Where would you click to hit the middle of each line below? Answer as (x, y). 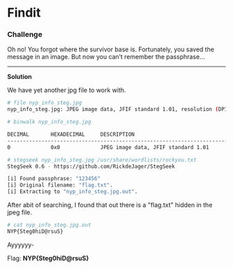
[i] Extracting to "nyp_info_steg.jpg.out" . (72, 192)
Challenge (25, 35)
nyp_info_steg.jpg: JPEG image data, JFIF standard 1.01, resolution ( (113, 110)
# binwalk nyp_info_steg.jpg (49, 122)
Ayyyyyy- (21, 245)
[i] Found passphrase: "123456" (54, 179)
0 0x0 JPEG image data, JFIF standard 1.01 (108, 147)
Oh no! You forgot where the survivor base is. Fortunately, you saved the (111, 49)
